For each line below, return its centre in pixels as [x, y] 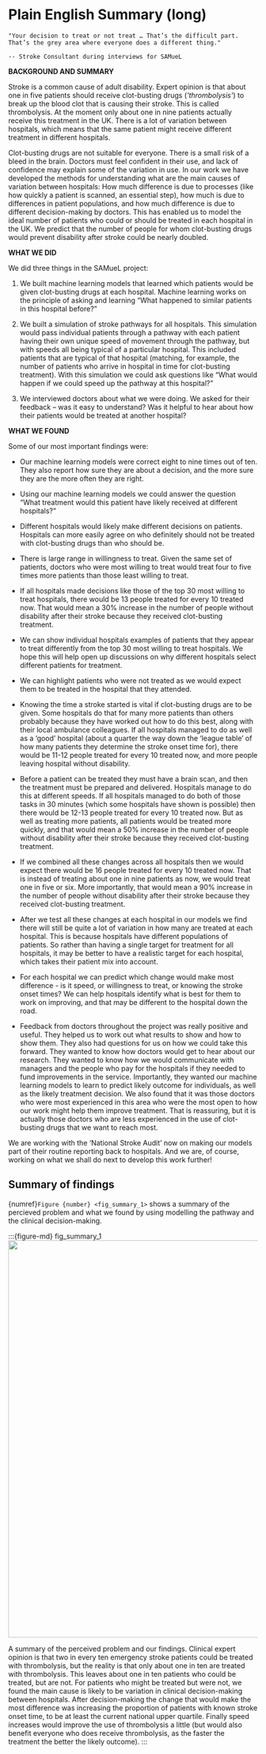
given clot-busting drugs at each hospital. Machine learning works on [133, 292]
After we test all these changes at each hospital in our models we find [133, 919]
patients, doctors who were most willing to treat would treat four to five [135, 566]
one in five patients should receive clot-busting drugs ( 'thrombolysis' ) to [126, 95]
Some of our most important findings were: [78, 446]
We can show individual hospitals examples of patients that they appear [137, 639]
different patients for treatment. [71, 665]
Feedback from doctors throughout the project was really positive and [134, 1026]
